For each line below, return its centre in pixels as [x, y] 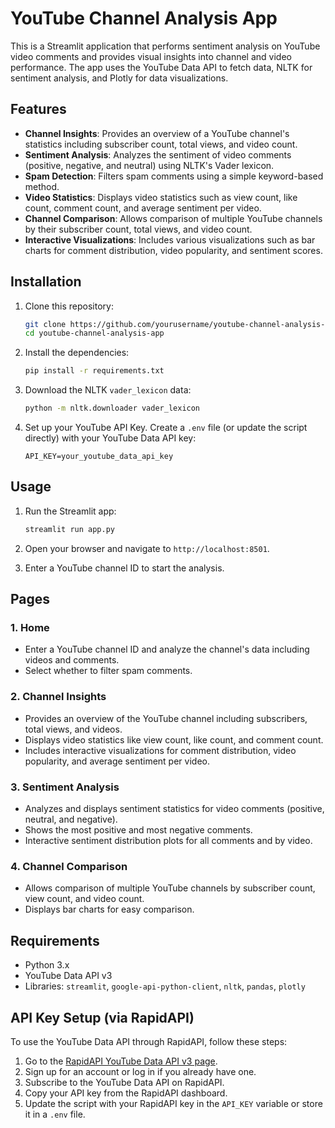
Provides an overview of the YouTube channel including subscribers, [166, 718]
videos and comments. [72, 660]
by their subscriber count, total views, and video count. [138, 229]
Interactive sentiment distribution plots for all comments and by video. [168, 841]
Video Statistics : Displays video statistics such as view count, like [161, 197]
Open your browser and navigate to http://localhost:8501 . [147, 548]
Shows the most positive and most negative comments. [138, 830]
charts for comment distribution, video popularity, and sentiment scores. [173, 250]
